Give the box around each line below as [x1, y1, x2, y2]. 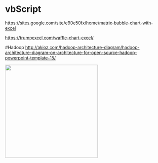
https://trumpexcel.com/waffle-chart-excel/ [5, 35, 94, 41]
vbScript [5, 3, 41, 15]
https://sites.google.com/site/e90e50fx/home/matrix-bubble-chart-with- [5, 20, 153, 26]
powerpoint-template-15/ [5, 54, 56, 60]
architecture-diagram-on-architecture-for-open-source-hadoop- [5, 50, 137, 55]
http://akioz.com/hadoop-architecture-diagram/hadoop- [25, 44, 140, 50]
